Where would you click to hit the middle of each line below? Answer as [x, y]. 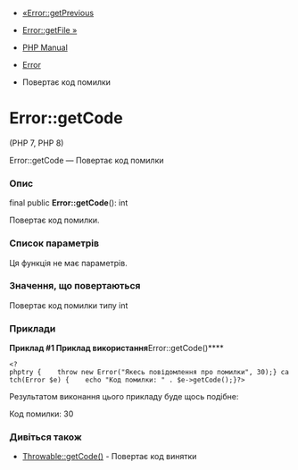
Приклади [33, 328]
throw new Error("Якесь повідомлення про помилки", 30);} [167, 373]
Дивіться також [46, 437]
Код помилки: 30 [41, 414]
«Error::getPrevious [58, 13]
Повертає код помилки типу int [69, 305]
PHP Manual [45, 47]
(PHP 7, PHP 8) [37, 143]
